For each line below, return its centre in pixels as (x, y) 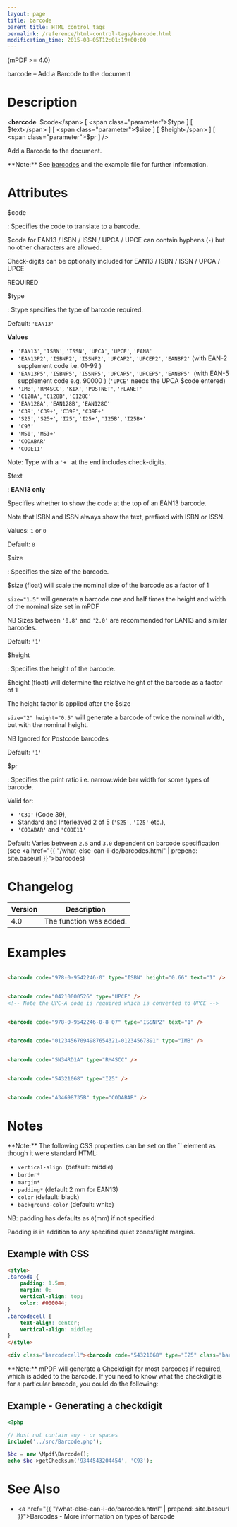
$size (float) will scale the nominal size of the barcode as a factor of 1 (108, 585)
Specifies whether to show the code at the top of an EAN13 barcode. (107, 503)
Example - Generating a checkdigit (85, 1406)
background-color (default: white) (66, 1204)
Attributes (38, 193)
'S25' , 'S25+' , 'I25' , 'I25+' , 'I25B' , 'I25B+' (82, 418)
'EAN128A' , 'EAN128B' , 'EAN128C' (64, 403)
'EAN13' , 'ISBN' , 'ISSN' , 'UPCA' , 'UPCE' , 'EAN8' (85, 351)
